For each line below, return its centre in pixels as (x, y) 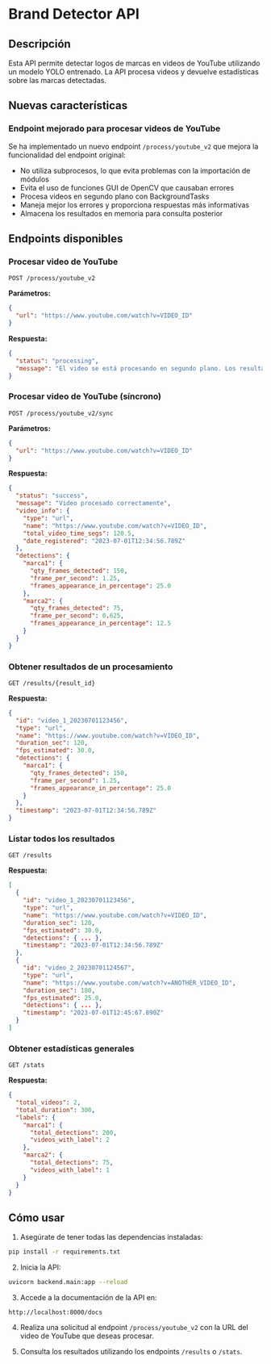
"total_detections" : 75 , (71, 1163)
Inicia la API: (40, 1267)
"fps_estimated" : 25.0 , (63, 998)
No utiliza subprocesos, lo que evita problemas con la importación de (135, 170)
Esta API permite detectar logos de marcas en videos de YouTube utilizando (134, 63)
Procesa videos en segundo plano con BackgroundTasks (115, 196)
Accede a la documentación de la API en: (88, 1297)
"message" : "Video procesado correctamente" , (94, 504)
